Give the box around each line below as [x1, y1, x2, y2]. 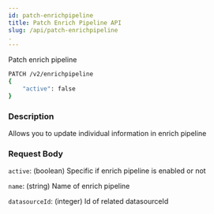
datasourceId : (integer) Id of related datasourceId [8, 197, 169, 206]
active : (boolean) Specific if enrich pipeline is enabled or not [8, 166, 207, 175]
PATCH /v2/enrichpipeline [8, 70, 93, 79]
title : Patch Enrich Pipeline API [8, 19, 122, 27]
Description [8, 111, 54, 122]
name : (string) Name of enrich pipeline [8, 182, 130, 191]
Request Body [8, 148, 63, 159]
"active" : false [22, 85, 77, 93]
